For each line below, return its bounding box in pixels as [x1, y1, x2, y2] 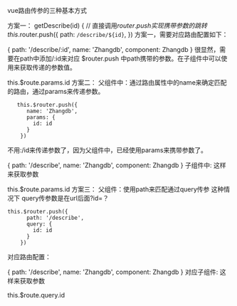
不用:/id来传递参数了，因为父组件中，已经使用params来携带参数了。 [7, 146, 208, 154]
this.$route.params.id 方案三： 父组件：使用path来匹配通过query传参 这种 [7, 185, 224, 194]
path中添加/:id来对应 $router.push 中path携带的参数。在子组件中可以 [19, 54, 222, 63]
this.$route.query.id [7, 291, 65, 299]
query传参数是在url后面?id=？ [21, 194, 109, 202]
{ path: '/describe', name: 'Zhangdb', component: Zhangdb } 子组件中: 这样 [7, 161, 226, 169]
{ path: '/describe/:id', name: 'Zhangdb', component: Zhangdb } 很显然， [7, 46, 220, 53]
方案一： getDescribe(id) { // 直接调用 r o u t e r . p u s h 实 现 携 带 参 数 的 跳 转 [7, 21, 208, 30]
